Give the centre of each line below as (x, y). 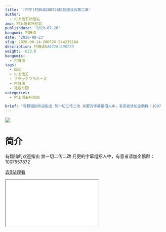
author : (13, 14)
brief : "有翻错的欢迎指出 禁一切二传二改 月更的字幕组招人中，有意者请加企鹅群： (79, 106)
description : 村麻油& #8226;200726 (40, 47)
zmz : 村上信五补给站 (24, 24)
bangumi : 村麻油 (21, 33)
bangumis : (15, 56)
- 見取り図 (19, 88)
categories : (17, 93)
